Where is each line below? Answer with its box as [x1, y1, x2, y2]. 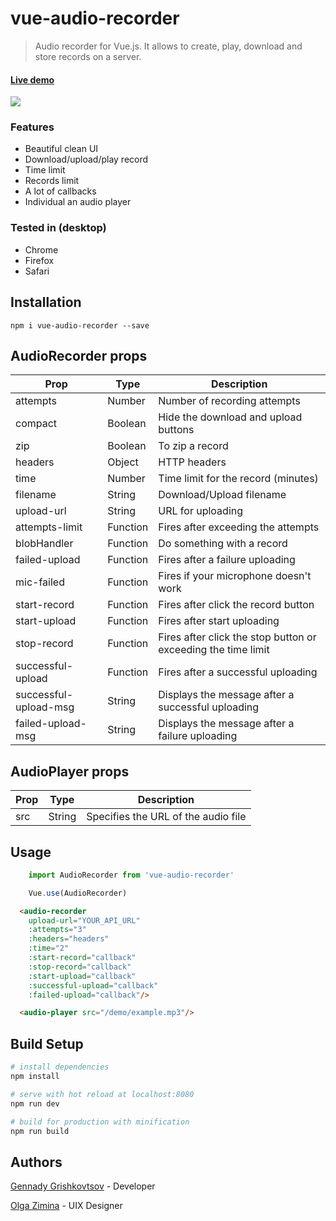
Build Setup [10, 1035, 84, 1052]
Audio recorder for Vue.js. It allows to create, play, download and [34, 40, 303, 52]
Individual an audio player [24, 196, 132, 208]
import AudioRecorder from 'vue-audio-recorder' [28, 870, 235, 880]
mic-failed [15, 575, 65, 589]
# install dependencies [10, 1062, 110, 1072]
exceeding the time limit [158, 643, 270, 657]
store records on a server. [34, 50, 142, 62]
